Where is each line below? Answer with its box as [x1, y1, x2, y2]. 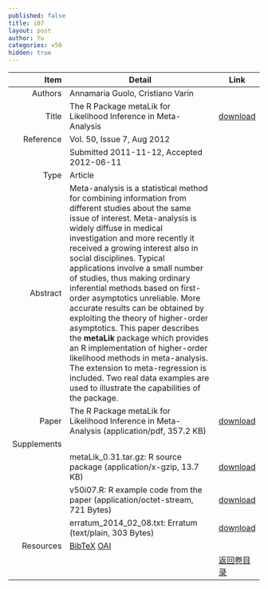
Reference [22, 133, 62, 145]
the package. [69, 392, 119, 404]
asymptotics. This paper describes [69, 323, 199, 333]
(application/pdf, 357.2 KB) [103, 425, 207, 436]
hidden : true [8, 49, 52, 57]
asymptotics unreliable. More [91, 293, 201, 304]
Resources [22, 540, 62, 551]
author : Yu [8, 34, 45, 42]
